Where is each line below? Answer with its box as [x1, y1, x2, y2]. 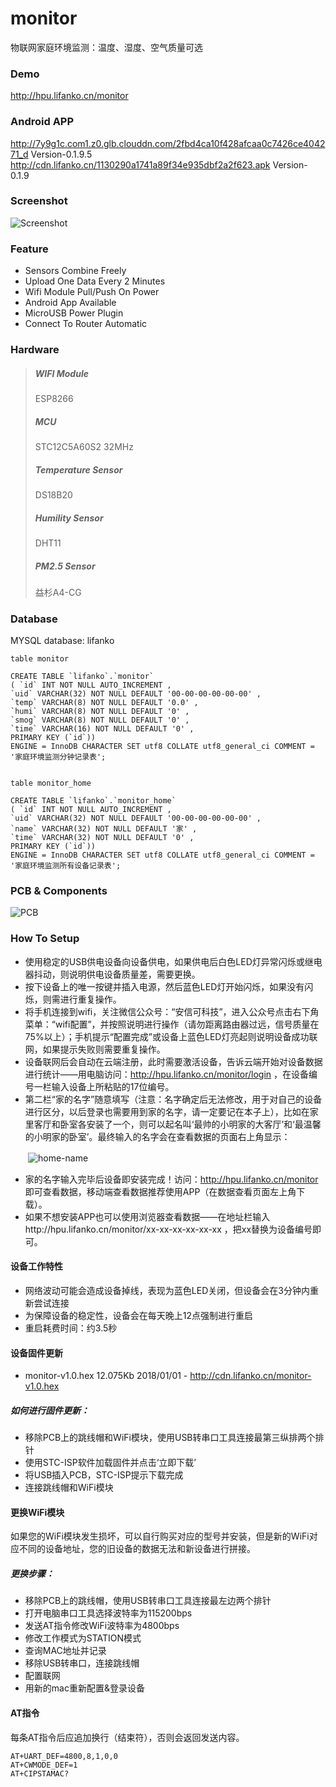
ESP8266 [34, 393, 74, 405]
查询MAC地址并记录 [24, 1645, 107, 1657]
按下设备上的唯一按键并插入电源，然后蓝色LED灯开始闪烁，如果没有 [24, 980, 305, 992]
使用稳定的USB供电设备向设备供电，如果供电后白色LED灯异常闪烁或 [24, 955, 305, 967]
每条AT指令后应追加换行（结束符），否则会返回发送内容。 [10, 1731, 245, 1743]
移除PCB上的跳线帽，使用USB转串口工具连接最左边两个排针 [24, 1595, 272, 1607]
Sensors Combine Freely [24, 265, 127, 277]
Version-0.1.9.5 [30, 148, 93, 160]
